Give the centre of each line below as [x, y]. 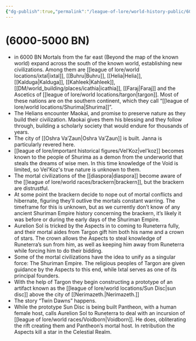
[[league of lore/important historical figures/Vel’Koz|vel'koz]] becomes [99, 151]
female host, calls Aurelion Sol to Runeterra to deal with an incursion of [99, 313]
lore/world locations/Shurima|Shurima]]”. [63, 107]
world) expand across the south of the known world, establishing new [98, 63]
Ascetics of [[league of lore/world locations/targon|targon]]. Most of [96, 94]
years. [22, 132]
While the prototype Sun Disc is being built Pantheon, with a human [95, 307]
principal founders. [37, 275]
